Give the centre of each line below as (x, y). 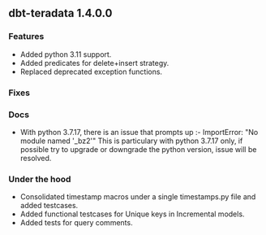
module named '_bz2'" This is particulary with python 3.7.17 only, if (131, 141)
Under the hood (40, 179)
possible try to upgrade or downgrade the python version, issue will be (138, 149)
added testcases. (49, 206)
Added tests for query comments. (76, 223)
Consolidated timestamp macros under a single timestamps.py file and (138, 197)
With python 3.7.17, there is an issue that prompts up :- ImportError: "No (139, 132)
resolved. (36, 158)
